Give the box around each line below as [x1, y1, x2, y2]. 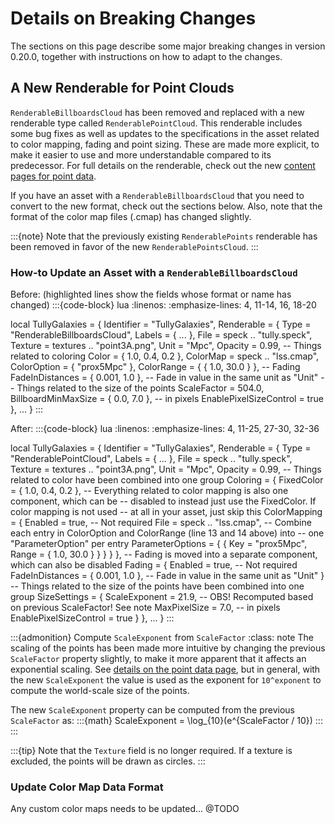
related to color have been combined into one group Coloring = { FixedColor [10, 474, 324, 486]
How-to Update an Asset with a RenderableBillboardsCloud [10, 265, 298, 279]
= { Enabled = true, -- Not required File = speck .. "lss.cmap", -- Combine [10, 517, 312, 529]
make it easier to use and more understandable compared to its [10, 148, 272, 161]
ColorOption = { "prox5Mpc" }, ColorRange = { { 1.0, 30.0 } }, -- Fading [10, 361, 301, 373]
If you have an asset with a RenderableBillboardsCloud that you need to [10, 189, 305, 201]
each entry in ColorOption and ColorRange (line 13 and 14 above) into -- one [10, 527, 325, 539]
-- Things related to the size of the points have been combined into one [10, 580, 305, 592]
